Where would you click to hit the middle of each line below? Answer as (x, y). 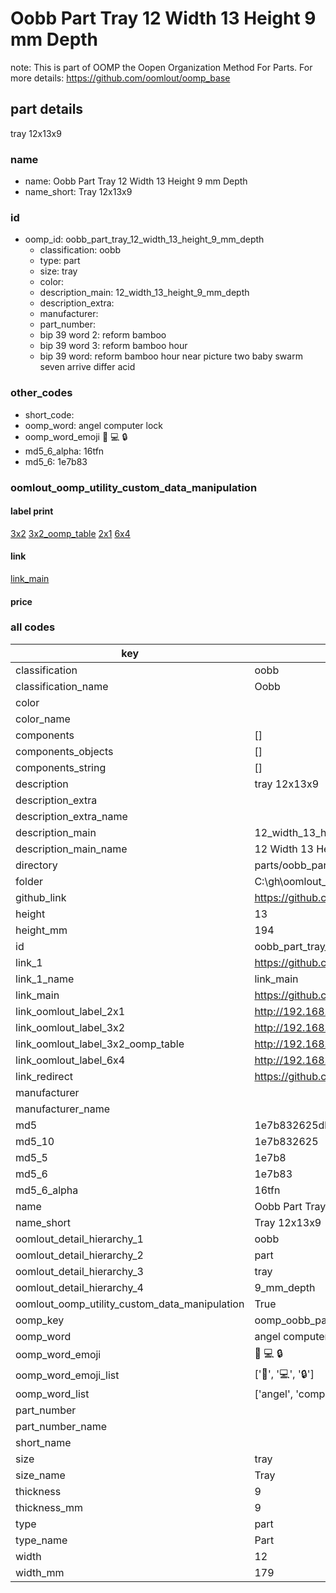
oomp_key (40, 1320)
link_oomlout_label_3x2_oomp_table (100, 1044)
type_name (41, 1540)
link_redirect (44, 1076)
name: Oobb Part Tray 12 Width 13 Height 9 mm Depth (136, 181)
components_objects (64, 751)
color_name (43, 719)
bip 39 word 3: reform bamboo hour (113, 346)
